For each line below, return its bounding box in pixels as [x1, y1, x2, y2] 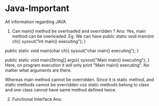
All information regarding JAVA [5, 19, 66, 25]
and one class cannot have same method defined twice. [5, 87, 117, 93]
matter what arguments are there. [5, 67, 72, 73]
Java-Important [5, 3, 70, 14]
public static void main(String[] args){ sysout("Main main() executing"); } [5, 57, 150, 63]
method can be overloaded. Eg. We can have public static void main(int [12, 33, 154, 39]
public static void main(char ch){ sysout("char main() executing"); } [5, 48, 139, 53]
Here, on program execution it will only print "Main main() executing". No [5, 62, 150, 68]
